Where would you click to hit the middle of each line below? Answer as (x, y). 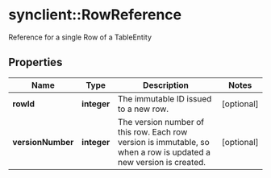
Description (166, 85)
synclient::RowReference (95, 15)
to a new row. (144, 109)
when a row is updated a (165, 152)
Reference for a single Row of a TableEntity (80, 37)
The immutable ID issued (165, 98)
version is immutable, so (164, 142)
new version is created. (162, 162)
